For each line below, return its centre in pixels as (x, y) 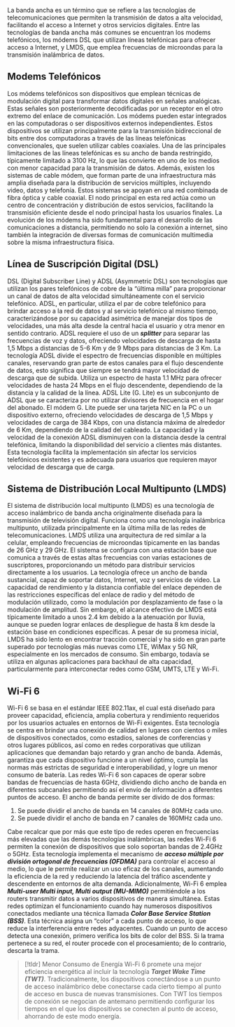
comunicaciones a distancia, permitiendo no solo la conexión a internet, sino (117, 227)
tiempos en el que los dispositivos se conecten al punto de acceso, (121, 1009)
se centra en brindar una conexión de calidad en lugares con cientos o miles (117, 730)
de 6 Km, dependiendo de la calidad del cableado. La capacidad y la (106, 430)
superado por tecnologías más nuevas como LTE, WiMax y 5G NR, (103, 647)
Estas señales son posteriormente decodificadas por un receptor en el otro (115, 108)
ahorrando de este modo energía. (72, 1017)
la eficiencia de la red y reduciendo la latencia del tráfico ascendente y (109, 877)
